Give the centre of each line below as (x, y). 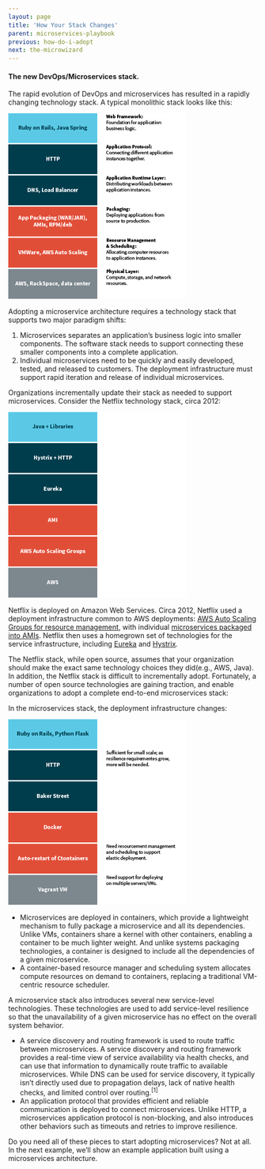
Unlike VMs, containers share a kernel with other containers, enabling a (136, 935)
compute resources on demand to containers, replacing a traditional (130, 977)
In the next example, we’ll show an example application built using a (119, 1150)
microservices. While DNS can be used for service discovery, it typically (137, 1074)
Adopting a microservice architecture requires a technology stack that (122, 312)
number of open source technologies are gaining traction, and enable (121, 685)
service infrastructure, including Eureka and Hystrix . (93, 644)
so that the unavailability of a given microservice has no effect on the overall (132, 1017)
